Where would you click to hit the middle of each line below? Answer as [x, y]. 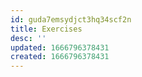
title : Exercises [46, 29]
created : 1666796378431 [60, 57]
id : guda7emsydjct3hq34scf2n [71, 19]
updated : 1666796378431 [60, 47]
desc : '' [28, 38]
